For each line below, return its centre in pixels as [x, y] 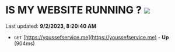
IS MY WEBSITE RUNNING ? [74, 10]
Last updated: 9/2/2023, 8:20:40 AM [51, 26]
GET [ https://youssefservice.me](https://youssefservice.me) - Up [91, 37]
